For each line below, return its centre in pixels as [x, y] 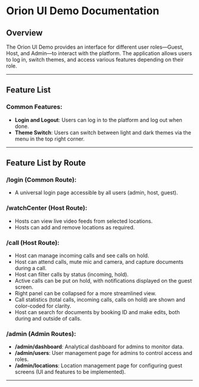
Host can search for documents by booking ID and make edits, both [97, 312]
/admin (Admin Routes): [41, 334]
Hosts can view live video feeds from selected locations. [84, 221]
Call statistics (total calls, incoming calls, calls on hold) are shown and [100, 299]
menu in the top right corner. [49, 139]
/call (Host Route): [33, 242]
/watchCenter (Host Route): [47, 208]
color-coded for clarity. [43, 306]
